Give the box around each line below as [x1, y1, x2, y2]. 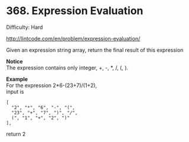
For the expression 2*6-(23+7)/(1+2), [6, 81, 97, 89]
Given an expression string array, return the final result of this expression [6, 46, 184, 54]
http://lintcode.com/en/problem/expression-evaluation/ [6, 35, 141, 42]
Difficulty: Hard [6, 24, 43, 31]
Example [6, 75, 28, 82]
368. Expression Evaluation [6, 4, 144, 18]
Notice [6, 58, 23, 65]
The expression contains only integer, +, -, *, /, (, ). [6, 64, 129, 71]
